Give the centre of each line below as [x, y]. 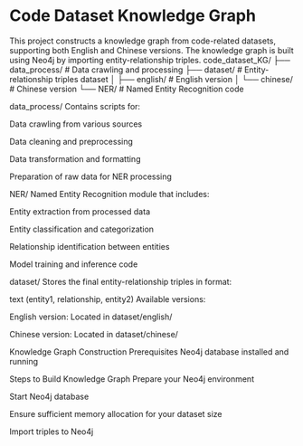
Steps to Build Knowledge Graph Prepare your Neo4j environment [132, 379]
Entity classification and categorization [82, 229]
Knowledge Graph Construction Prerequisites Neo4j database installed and [149, 351]
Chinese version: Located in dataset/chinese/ [94, 334]
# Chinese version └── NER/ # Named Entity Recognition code [127, 89]
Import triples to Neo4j [52, 432]
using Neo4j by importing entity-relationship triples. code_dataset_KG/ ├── [150, 60]
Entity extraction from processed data [80, 211]
